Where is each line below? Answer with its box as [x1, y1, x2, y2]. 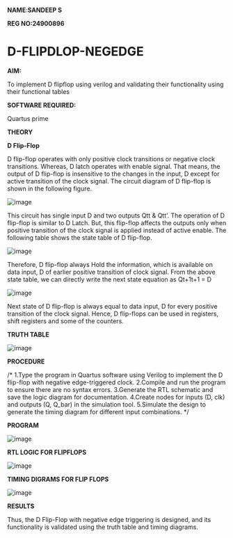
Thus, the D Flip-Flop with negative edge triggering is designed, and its [7, 515, 211, 523]
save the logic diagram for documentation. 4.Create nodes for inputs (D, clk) [7, 393, 225, 401]
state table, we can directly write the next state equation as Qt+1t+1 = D [7, 275, 212, 284]
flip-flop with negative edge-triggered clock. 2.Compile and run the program [7, 378, 226, 386]
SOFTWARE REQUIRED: [7, 101, 77, 109]
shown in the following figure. [7, 184, 93, 193]
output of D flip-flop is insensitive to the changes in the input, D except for [7, 170, 220, 178]
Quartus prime [7, 114, 49, 122]
